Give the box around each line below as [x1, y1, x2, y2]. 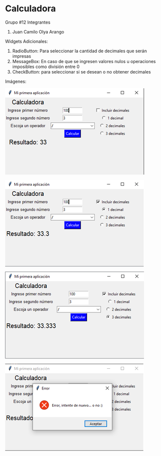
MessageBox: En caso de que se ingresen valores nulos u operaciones [12, 58, 156, 64]
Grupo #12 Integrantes [5, 19, 51, 25]
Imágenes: [5, 78, 27, 84]
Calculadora [5, 3, 56, 14]
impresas [12, 53, 31, 59]
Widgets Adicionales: [5, 38, 48, 44]
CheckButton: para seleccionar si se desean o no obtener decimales [12, 69, 151, 74]
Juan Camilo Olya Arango [12, 29, 64, 35]
